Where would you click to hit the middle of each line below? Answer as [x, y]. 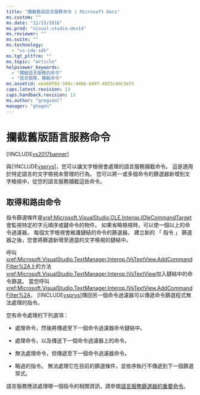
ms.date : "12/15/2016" [34, 23]
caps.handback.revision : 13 [41, 95]
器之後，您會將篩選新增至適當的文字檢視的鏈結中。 [69, 240]
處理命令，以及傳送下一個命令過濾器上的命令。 [72, 341]
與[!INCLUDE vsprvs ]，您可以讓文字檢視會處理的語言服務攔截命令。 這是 [95, 166]
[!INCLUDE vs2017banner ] [38, 154]
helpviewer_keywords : [33, 67]
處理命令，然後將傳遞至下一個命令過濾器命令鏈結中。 [80, 328]
